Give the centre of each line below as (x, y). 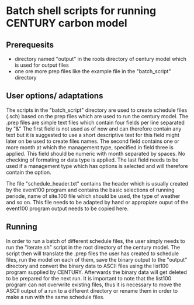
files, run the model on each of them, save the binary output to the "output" (97, 259)
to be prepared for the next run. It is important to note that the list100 (89, 278)
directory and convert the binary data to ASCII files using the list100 (87, 266)
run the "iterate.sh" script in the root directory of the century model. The (93, 247)
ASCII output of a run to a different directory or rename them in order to (92, 290)
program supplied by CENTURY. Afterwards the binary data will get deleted (96, 272)
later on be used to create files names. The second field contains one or (93, 141)
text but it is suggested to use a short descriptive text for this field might (93, 135)
